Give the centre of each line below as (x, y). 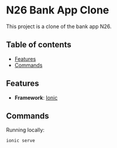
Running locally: (25, 130)
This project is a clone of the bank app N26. (59, 26)
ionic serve (20, 141)
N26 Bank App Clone (58, 10)
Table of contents (39, 45)
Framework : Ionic (36, 98)
